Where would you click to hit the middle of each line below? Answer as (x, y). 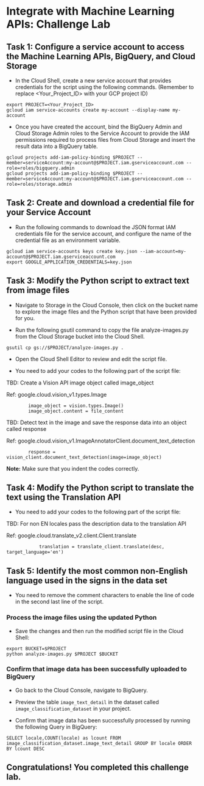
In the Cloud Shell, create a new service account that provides (93, 80)
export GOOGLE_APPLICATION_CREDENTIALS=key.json (69, 262)
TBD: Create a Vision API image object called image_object (80, 383)
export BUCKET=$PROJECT (37, 648)
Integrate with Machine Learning (90, 11)
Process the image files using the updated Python (82, 617)
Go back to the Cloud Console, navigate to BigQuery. (81, 690)
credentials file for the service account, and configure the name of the (103, 233)
